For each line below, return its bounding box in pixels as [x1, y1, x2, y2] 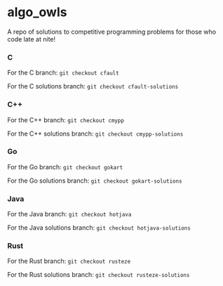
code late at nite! [7, 34, 56, 43]
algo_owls [7, 4, 67, 20]
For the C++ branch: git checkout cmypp [7, 115, 125, 124]
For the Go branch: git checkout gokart [7, 162, 123, 171]
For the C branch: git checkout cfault [7, 68, 119, 77]
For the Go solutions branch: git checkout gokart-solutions [7, 176, 182, 185]
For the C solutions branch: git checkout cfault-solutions [7, 82, 179, 91]
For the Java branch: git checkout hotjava [7, 210, 132, 219]
